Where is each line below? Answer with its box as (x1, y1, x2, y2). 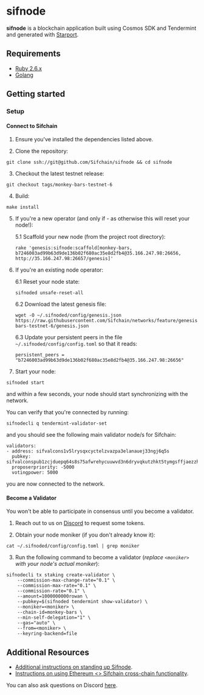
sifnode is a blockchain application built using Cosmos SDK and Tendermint (6, 24, 197, 32)
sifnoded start (6, 379, 45, 386)
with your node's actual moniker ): (15, 560, 100, 568)
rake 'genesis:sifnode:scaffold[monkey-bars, (15, 245, 132, 251)
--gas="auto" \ (17, 620, 56, 626)
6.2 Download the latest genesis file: (15, 300, 106, 308)
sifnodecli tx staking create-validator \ (6, 572, 115, 578)
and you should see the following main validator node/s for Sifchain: (6, 431, 177, 439)
